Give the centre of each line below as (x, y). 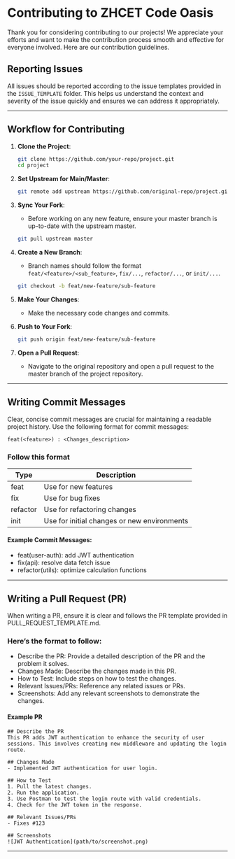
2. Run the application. (43, 793)
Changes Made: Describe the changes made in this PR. (97, 671)
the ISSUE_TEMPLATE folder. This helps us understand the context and (106, 93)
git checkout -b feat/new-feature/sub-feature (86, 286)
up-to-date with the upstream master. (82, 226)
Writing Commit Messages (66, 403)
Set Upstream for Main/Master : (63, 179)
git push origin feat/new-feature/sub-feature (86, 339)
